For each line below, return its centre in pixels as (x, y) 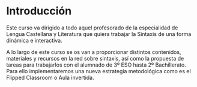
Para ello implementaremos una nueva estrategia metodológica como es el (98, 71)
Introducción (39, 11)
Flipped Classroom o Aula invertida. (50, 77)
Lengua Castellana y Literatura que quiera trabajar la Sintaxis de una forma (99, 34)
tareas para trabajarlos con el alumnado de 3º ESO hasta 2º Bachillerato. (96, 65)
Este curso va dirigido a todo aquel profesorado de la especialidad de (92, 28)
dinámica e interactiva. (34, 40)
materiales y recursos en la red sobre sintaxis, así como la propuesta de (95, 58)
